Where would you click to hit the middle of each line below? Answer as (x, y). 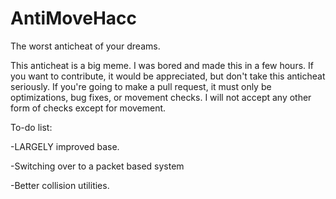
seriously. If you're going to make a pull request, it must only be (141, 86)
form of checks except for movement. (88, 108)
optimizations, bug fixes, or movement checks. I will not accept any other (161, 97)
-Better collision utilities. (60, 185)
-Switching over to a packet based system (97, 166)
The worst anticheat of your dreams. (85, 46)
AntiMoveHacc (74, 18)
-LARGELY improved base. (65, 146)
